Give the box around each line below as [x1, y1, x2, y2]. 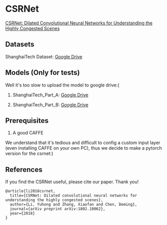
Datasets [5, 40, 35, 49]
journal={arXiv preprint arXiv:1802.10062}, [10, 207, 106, 212]
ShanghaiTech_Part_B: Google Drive [12, 101, 89, 107]
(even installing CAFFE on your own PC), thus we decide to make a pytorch [5, 145, 162, 151]
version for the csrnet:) [5, 151, 53, 157]
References [5, 165, 43, 174]
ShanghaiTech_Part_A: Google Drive [12, 92, 89, 98]
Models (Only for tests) [5, 68, 80, 77]
